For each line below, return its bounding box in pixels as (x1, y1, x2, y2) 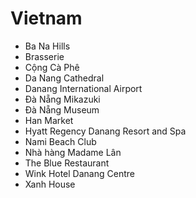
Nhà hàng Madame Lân (24, 146, 122, 158)
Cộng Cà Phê (24, 61, 80, 73)
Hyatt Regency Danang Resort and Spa (24, 125, 187, 137)
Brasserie (24, 50, 65, 62)
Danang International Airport (24, 82, 143, 94)
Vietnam (10, 7, 83, 30)
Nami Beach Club (24, 135, 97, 147)
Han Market (24, 114, 74, 126)
